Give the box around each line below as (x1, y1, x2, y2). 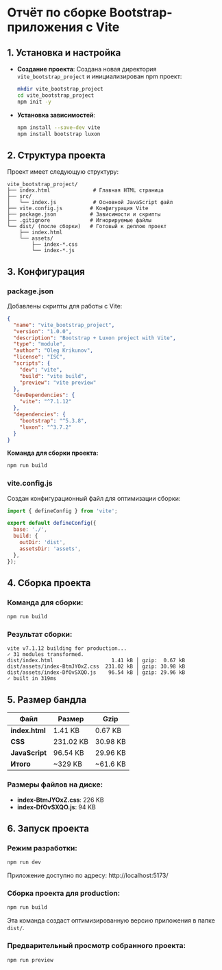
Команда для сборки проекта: (7, 449, 99, 458)
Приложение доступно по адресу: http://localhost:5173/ (7, 871, 169, 880)
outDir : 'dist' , (19, 539, 66, 546)
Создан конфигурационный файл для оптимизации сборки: (7, 494, 181, 502)
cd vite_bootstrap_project (16, 91, 95, 99)
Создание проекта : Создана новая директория (16, 65, 157, 73)
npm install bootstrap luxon (16, 131, 101, 137)
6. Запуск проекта (7, 822, 89, 834)
